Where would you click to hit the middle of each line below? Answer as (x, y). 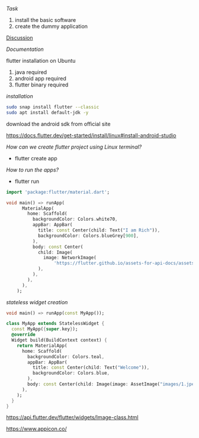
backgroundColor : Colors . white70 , (75, 219)
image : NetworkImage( (70, 258)
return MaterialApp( (42, 346)
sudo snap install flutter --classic (53, 107)
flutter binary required (41, 85)
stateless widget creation (37, 302)
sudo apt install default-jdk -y (47, 112)
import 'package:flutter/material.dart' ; (58, 192)
